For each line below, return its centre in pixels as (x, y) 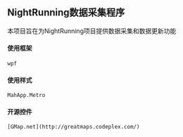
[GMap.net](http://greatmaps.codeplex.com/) (74, 127)
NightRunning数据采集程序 (66, 13)
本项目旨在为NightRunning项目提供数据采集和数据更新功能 (92, 31)
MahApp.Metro (26, 96)
